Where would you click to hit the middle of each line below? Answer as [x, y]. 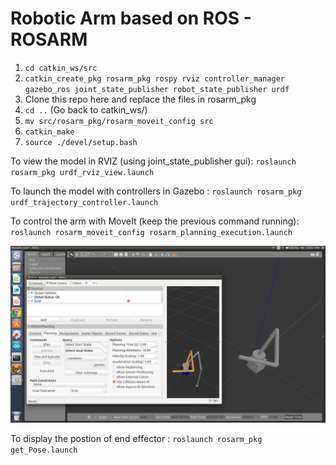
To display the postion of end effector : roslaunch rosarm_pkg [136, 439]
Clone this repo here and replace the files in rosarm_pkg [140, 99]
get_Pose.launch [44, 450]
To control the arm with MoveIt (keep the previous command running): [155, 221]
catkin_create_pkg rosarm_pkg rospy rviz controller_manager [155, 78]
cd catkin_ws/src [61, 68]
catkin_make [49, 132]
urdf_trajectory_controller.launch [84, 202]
